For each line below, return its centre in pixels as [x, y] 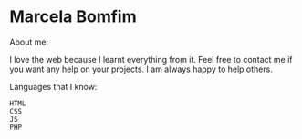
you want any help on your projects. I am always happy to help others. [141, 69]
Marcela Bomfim [73, 17]
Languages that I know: [53, 86]
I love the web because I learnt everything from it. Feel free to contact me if [151, 59]
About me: [29, 42]
